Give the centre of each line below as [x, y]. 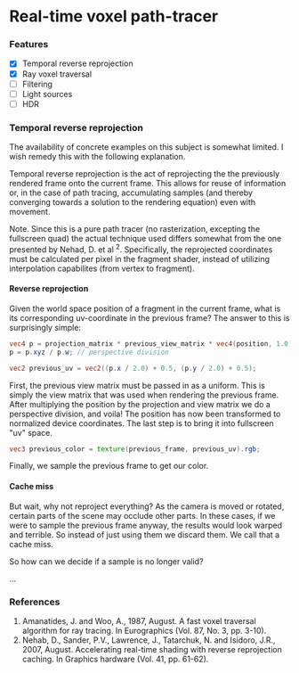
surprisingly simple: [45, 327]
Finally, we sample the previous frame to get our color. [109, 466]
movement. [30, 212]
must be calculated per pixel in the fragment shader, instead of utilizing [139, 259]
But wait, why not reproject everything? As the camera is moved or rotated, [147, 506]
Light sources [47, 94]
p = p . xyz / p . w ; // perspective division [89, 352]
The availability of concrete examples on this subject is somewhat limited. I [146, 147]
